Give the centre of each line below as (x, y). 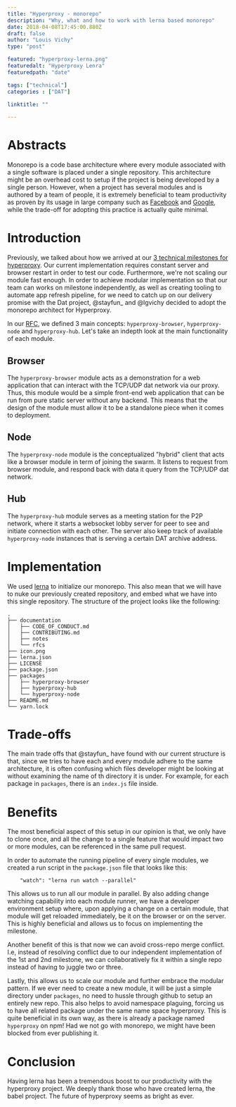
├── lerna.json (29, 657)
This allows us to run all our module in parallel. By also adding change (108, 894)
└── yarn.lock (28, 706)
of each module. (31, 339)
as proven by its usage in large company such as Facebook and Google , (112, 202)
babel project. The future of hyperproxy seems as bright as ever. (101, 1096)
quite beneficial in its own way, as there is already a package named (106, 1018)
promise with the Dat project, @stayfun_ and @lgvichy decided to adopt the (117, 303)
